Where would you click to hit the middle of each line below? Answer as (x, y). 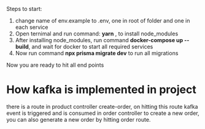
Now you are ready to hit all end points (55, 65)
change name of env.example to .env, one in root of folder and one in (102, 20)
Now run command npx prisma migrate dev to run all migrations (97, 53)
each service (32, 27)
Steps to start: (24, 9)
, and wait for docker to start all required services (91, 46)
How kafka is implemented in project (101, 90)
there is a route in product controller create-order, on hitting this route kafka (102, 106)
